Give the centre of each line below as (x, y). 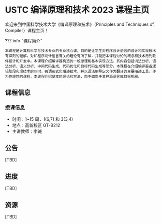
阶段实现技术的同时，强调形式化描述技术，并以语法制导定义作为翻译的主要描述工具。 (80, 71)
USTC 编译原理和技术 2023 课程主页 (77, 10)
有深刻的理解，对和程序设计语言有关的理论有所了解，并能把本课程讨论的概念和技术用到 (79, 56)
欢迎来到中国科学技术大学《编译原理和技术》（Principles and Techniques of (80, 24)
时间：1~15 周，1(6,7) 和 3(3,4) (43, 119)
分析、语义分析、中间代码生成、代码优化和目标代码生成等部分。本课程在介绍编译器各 (80, 66)
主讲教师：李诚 (27, 131)
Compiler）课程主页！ (27, 30)
